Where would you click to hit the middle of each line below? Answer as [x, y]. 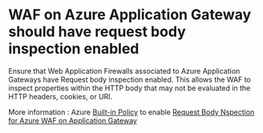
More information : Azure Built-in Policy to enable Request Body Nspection [131, 112]
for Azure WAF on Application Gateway [73, 120]
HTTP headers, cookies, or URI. [61, 96]
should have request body [97, 32]
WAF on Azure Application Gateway [130, 15]
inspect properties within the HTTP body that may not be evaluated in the [129, 88]
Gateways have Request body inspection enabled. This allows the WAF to [129, 79]
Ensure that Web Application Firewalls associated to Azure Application [124, 71]
